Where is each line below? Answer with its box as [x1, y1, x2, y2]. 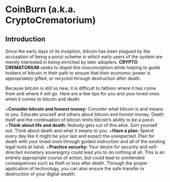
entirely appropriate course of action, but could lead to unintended [5, 154, 145, 161]
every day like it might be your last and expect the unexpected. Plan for [5, 133, 155, 139]
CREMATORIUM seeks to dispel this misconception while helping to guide [5, 65, 160, 70]
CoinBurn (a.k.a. [5, 4, 76, 15]
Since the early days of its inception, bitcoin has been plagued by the [5, 48, 151, 54]
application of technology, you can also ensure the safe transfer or [5, 166, 145, 171]
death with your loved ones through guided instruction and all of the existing [5, 139, 165, 144]
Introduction [5, 35, 46, 43]
